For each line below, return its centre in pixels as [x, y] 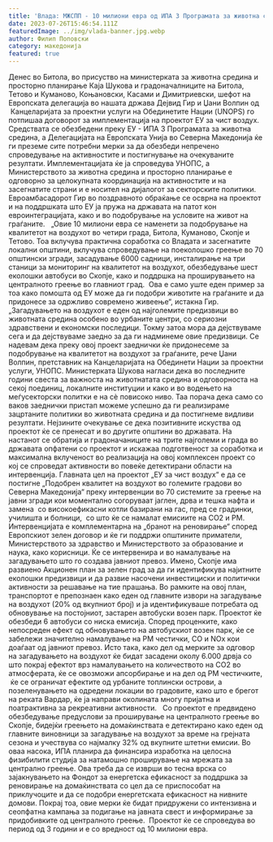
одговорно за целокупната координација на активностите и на [117, 181]
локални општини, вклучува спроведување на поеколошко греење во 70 [136, 250]
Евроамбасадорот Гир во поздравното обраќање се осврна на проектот [135, 198]
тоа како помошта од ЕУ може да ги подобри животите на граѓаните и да [136, 293]
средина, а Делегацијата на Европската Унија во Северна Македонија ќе [135, 137]
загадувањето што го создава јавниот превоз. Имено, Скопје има [123, 561]
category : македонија [45, 46]
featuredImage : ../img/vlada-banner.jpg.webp [87, 31]
